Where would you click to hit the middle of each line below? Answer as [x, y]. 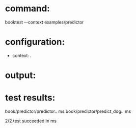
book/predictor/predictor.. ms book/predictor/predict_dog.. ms [68, 111]
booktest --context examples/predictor [44, 22]
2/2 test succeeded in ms [31, 121]
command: [27, 9]
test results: [30, 98]
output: [20, 75]
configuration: [35, 42]
